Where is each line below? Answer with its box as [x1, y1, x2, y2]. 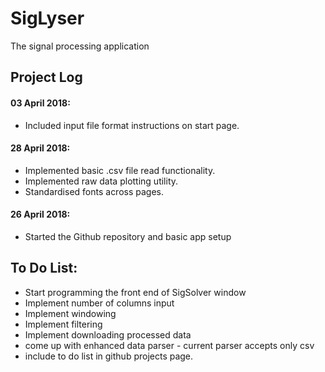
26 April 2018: [10, 208, 71, 221]
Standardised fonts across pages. [24, 185, 165, 197]
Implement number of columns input [24, 297, 175, 309]
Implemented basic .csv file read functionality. [24, 164, 216, 176]
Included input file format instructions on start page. [24, 119, 240, 131]
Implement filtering [24, 318, 103, 330]
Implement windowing [24, 307, 117, 319]
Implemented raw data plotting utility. [24, 175, 179, 187]
